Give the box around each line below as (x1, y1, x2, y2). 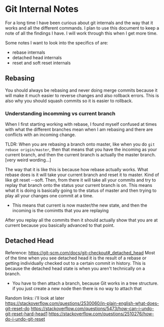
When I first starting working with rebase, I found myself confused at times (5, 121, 157, 127)
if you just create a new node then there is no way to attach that (12, 285, 142, 291)
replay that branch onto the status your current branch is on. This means (5, 182, 153, 188)
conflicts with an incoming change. (5, 132, 76, 138)
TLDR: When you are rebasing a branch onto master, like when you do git (5, 142, 155, 147)
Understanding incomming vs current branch (5, 110, 116, 117)
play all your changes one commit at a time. (5, 193, 94, 199)
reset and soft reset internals (12, 60, 71, 66)
